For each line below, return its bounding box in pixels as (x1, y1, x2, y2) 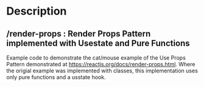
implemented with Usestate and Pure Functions (6, 38, 190, 48)
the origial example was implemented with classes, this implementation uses (6, 67, 198, 74)
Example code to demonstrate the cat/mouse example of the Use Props (6, 54, 186, 61)
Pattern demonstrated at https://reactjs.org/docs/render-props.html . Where (6, 61, 195, 68)
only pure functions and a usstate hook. (6, 74, 106, 80)
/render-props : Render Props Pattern (6, 29, 151, 39)
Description (6, 4, 67, 18)
